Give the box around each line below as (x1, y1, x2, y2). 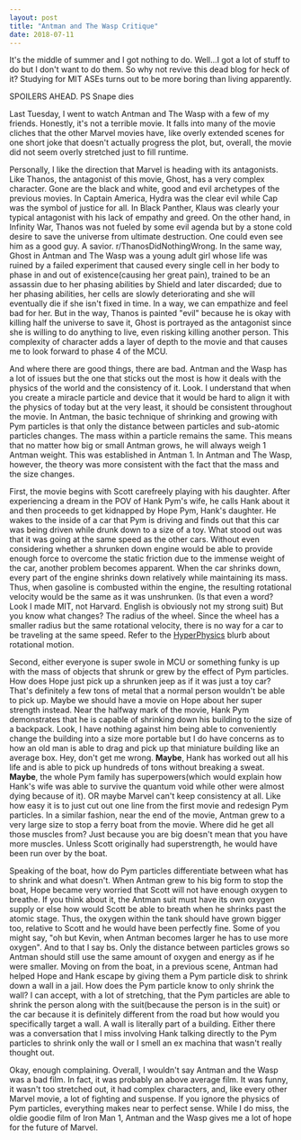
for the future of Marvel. (9, 1122, 99, 1133)
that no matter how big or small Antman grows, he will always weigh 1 (9, 440, 267, 451)
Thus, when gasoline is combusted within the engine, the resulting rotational (9, 582, 292, 593)
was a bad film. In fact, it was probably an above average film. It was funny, (9, 1074, 288, 1085)
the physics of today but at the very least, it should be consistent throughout (9, 402, 292, 412)
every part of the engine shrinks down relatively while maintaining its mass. (9, 573, 288, 584)
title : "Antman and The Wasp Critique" (9, 22, 159, 31)
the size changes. (9, 469, 75, 480)
